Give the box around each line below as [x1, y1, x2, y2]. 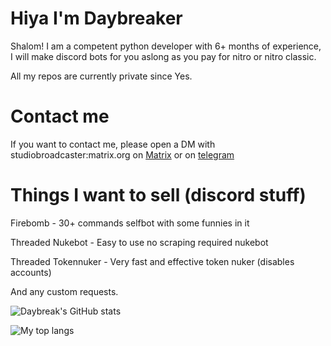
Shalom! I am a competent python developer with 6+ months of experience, [10, 40, 322, 52]
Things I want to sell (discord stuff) [10, 184, 307, 207]
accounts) [10, 266, 52, 278]
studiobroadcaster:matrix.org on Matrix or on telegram [10, 148, 235, 161]
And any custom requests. [10, 285, 119, 297]
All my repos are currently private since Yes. [10, 70, 193, 82]
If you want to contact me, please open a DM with [10, 138, 216, 150]
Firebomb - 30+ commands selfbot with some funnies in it [10, 217, 250, 229]
